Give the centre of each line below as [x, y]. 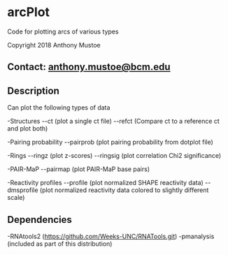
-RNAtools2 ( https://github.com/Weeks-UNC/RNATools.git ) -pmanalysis [111, 236]
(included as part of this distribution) [60, 243]
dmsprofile [23, 190]
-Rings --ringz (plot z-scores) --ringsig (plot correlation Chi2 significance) [114, 156]
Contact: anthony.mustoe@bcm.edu [89, 67]
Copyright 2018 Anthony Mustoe [54, 45]
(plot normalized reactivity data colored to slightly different [124, 190]
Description [33, 90]
